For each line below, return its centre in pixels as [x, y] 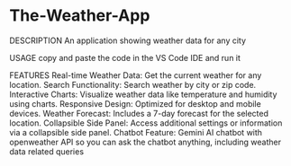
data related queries [46, 151]
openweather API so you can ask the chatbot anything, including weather [145, 142]
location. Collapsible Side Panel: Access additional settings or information [146, 123]
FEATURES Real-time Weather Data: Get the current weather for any [136, 75]
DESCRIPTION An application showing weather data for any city [127, 40]
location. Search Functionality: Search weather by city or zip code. [133, 84]
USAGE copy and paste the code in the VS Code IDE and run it [125, 57]
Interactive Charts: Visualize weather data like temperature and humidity [143, 94]
